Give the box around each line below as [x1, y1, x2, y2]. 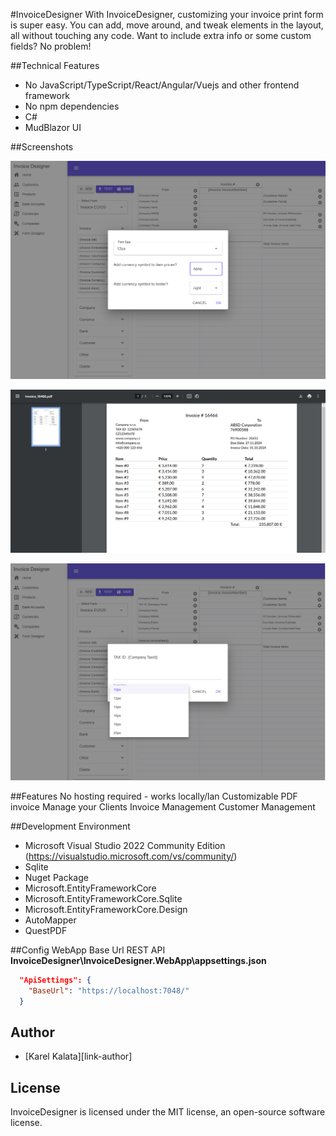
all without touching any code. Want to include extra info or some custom [10, 30, 312, 41]
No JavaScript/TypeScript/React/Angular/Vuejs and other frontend [24, 79, 300, 91]
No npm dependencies [24, 100, 120, 112]
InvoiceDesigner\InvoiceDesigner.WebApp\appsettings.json [10, 954, 267, 966]
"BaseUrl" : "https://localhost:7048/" [28, 985, 190, 996]
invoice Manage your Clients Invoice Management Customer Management [10, 800, 316, 813]
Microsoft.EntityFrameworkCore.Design [24, 903, 188, 915]
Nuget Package [24, 871, 89, 883]
